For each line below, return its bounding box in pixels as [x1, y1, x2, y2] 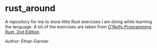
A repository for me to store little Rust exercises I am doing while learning [5, 19, 152, 24]
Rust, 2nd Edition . [5, 29, 40, 35]
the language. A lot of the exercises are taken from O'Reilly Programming [5, 24, 152, 29]
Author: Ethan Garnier [5, 38, 49, 44]
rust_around [5, 3, 56, 14]
